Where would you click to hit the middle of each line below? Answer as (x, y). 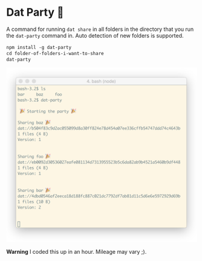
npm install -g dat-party (39, 47)
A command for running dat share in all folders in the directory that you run (100, 29)
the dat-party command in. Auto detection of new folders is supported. (95, 35)
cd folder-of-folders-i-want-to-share (55, 53)
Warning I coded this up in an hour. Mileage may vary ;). (77, 251)
